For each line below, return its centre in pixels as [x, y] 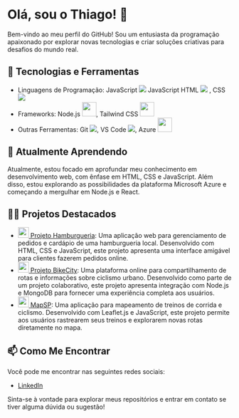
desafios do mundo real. [43, 49]
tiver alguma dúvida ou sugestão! [56, 407]
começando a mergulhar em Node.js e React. [74, 192]
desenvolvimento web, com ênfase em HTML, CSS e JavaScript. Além [110, 177]
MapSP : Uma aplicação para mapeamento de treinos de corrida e [126, 305]
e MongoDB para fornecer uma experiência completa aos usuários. [116, 293]
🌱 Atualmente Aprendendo [68, 152]
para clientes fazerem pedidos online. [73, 258]
